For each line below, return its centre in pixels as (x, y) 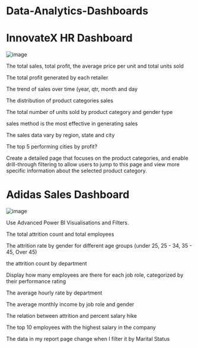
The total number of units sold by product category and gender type (90, 112)
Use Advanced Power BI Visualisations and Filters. (68, 223)
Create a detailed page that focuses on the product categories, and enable (97, 158)
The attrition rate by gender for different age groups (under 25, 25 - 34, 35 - (99, 246)
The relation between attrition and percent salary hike (72, 316)
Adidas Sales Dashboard (68, 195)
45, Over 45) (22, 252)
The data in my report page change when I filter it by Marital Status (88, 339)
